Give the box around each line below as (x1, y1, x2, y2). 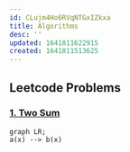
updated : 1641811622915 (9, 38, 99, 48)
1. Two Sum (9, 107, 60, 120)
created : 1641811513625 (9, 47, 99, 56)
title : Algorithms (9, 22, 79, 31)
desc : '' (9, 30, 42, 39)
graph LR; (9, 127, 47, 136)
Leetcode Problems (9, 80, 122, 95)
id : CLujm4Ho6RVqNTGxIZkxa (9, 13, 111, 22)
